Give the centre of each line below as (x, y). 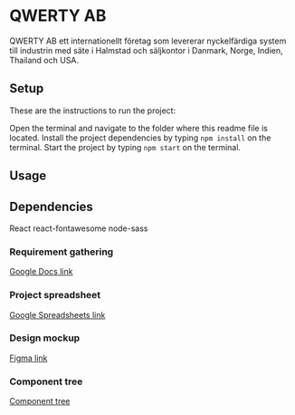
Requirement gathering (62, 252)
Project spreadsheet (55, 295)
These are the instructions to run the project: (93, 111)
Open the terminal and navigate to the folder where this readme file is (139, 128)
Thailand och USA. (44, 60)
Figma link (29, 358)
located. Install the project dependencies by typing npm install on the (140, 138)
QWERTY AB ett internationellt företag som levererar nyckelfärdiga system (148, 41)
